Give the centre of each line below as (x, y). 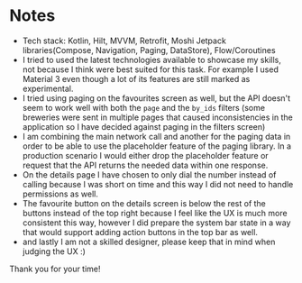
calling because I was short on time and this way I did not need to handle (158, 184)
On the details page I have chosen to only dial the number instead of (149, 174)
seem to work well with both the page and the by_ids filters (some (144, 107)
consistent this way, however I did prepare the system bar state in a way (156, 223)
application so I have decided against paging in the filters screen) (144, 126)
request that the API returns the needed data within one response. (145, 165)
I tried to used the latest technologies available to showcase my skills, (152, 59)
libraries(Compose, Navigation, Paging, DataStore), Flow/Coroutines (149, 50)
